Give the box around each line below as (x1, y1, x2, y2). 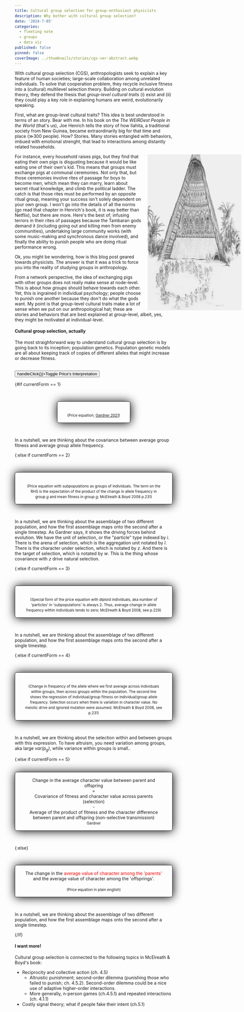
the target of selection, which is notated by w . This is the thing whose (15, 550, 158, 556)
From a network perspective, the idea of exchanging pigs (15, 274, 133, 280)
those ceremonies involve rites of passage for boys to (15, 174, 126, 180)
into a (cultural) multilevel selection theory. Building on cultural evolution (15, 86, 164, 92)
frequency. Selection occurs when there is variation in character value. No (30, 700, 158, 705)
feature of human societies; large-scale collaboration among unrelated (15, 75, 160, 81)
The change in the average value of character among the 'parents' (25, 870, 162, 876)
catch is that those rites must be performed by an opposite (15, 190, 136, 196)
